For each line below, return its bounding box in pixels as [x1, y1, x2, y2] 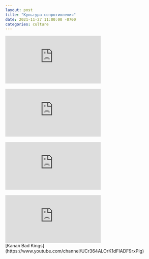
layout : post [5, 7, 33, 13]
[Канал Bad [5, 243, 30, 249]
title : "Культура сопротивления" [5, 12, 76, 17]
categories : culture [5, 21, 49, 27]
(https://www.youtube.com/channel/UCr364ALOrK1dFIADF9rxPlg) [5, 248, 144, 254]
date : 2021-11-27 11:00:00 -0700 [5, 17, 76, 22]
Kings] [30, 243, 45, 249]
